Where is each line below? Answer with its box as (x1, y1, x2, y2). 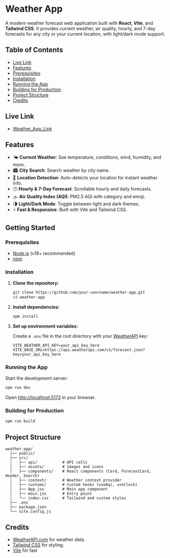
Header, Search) (5, 473, 40, 478)
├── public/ (10, 451, 36, 456)
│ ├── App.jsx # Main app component (10, 486, 108, 492)
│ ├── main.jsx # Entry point (10, 491, 93, 496)
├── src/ (10, 455, 29, 460)
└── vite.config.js (10, 509, 51, 514)
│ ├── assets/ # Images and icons (10, 464, 103, 470)
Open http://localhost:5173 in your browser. (5, 394, 96, 401)
